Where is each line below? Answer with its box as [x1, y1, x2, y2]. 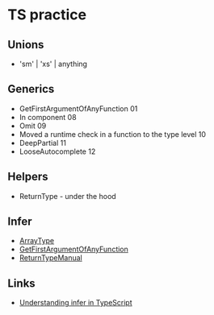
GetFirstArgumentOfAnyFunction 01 [19, 103, 138, 114]
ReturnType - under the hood [19, 191, 116, 201]
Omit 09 [19, 121, 47, 131]
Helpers [7, 170, 48, 184]
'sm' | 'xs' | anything [19, 59, 88, 68]
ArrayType [19, 236, 55, 246]
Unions [7, 38, 44, 52]
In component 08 [19, 112, 78, 122]
